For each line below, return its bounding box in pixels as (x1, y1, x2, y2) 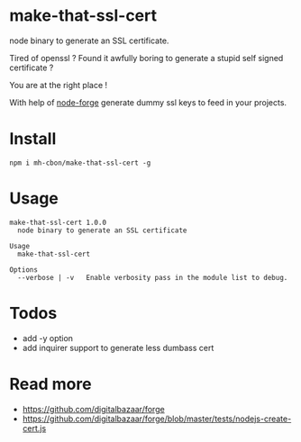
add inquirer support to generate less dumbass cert (22, 342, 214, 353)
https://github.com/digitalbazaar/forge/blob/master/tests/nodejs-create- (22, 413, 292, 424)
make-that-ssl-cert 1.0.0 (9, 218, 106, 227)
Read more (9, 374, 92, 394)
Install (9, 129, 57, 149)
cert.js (22, 422, 47, 433)
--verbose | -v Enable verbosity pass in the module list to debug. (17, 273, 288, 282)
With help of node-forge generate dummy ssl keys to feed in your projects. (9, 96, 287, 108)
